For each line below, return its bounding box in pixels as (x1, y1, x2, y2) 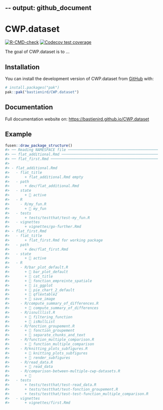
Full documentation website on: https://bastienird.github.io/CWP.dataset (5, 116, 149, 122)
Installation (5, 63, 40, 71)
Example (5, 130, 32, 138)
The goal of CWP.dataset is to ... (5, 49, 70, 55)
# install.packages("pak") (5, 85, 60, 90)
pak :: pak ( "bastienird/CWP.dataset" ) (5, 90, 79, 95)
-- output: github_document (5, 4, 92, 12)
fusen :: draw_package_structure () (5, 143, 73, 148)
